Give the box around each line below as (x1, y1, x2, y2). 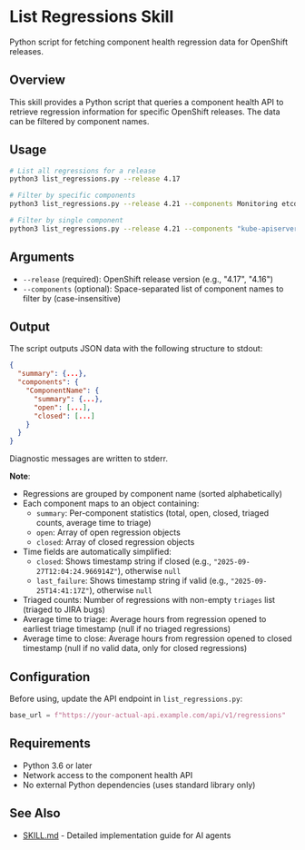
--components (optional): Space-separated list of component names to (22, 283, 284, 294)
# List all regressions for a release (9, 166, 156, 175)
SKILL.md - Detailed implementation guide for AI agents (22, 829, 231, 841)
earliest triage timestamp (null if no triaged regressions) (22, 624, 231, 635)
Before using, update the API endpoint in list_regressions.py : (9, 693, 243, 704)
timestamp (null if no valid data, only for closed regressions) (22, 643, 248, 654)
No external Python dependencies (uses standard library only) (22, 779, 256, 790)
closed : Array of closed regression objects (35, 537, 195, 548)
